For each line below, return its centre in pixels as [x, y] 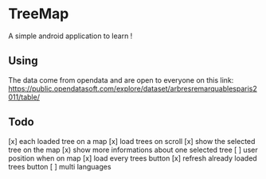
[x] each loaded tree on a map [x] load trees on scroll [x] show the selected [132, 141]
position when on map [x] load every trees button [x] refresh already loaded [133, 158]
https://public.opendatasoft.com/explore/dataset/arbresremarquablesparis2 [133, 88]
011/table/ [24, 97]
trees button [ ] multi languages [60, 166]
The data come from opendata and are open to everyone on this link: [121, 80]
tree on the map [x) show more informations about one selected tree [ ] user [133, 150]
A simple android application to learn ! [70, 36]
